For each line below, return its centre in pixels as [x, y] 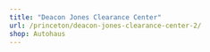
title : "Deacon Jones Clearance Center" [86, 17]
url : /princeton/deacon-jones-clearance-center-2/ [105, 26]
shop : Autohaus [38, 33]
